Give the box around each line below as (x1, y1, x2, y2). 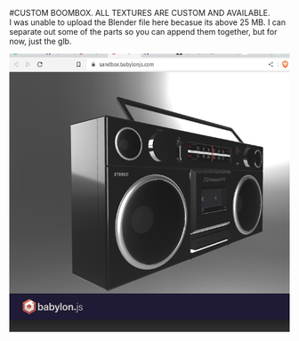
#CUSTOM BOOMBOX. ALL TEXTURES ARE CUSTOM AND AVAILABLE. (9, 8, 271, 18)
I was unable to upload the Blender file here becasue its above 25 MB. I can (9, 17, 287, 28)
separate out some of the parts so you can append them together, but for (9, 27, 278, 37)
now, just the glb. (9, 36, 72, 46)
